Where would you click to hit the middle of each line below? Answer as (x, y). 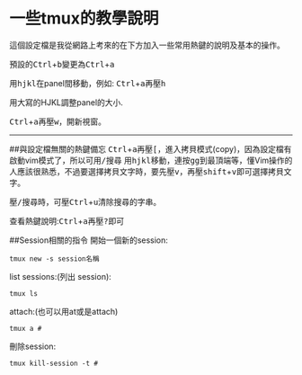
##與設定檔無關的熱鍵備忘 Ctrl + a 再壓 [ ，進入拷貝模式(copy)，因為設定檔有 (151, 148)
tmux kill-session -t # (54, 363)
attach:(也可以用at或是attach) (64, 311)
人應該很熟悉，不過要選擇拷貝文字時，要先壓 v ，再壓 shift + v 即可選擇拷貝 (147, 171)
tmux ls (24, 293)
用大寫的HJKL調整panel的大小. (67, 102)
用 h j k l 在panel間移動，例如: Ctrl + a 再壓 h (88, 83)
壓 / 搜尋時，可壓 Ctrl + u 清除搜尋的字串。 (85, 201)
